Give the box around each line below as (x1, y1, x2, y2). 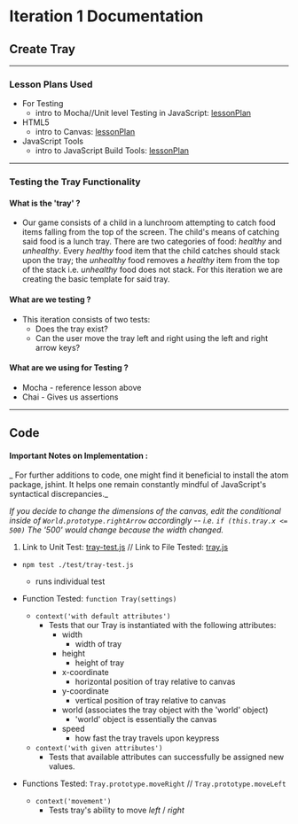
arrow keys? (35, 342, 81, 353)
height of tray (74, 657, 125, 668)
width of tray (74, 639, 122, 649)
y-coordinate (61, 686, 109, 696)
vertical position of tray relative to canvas (74, 696, 226, 706)
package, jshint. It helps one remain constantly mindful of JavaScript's (9, 479, 267, 490)
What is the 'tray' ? (9, 198, 81, 208)
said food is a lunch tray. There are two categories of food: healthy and (21, 237, 282, 247)
